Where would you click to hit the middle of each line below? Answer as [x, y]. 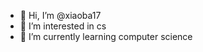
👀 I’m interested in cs [63, 26]
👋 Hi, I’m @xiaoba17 [60, 15]
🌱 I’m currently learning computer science [106, 36]
